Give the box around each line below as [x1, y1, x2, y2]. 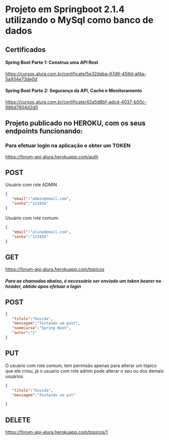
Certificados [5, 45, 46, 54]
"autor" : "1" [12, 331, 37, 336]
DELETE [5, 416, 31, 424]
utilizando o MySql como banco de [5, 14, 154, 26]
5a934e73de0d [5, 76, 38, 82]
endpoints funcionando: [5, 127, 83, 135]
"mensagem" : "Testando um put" [12, 392, 76, 397]
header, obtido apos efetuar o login [5, 283, 81, 289]
